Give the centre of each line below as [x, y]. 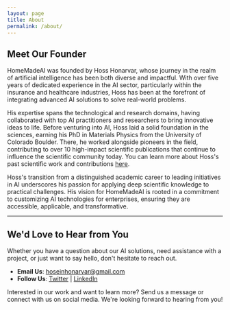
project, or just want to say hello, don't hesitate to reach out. [92, 258]
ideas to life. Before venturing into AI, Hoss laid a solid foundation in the [108, 128]
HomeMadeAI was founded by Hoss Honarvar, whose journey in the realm [112, 71]
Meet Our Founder [47, 54]
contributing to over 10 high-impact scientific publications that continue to [111, 150]
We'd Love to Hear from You [68, 234]
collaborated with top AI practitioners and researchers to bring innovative [110, 120]
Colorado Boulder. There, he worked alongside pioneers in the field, [103, 142]
